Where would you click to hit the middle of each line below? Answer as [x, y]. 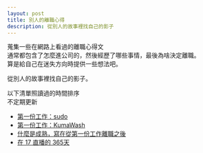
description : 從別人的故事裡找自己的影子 [61, 26]
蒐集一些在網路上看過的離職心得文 [55, 47]
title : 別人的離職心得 [36, 20]
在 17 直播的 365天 [43, 143]
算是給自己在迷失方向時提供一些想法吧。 [64, 64]
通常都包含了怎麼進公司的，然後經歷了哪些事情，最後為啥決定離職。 [104, 55]
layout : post [26, 13]
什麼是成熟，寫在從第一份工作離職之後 [71, 134]
